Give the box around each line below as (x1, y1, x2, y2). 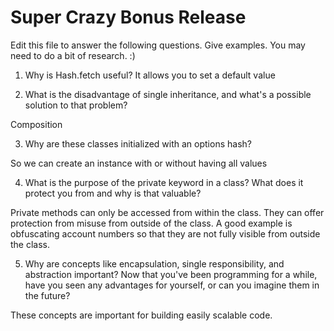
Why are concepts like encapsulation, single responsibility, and (24, 257, 285, 270)
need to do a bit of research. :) (10, 49, 136, 61)
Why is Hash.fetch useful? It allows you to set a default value (24, 69, 276, 81)
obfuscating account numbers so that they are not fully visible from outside (10, 227, 321, 240)
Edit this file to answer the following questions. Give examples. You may (10, 39, 306, 51)
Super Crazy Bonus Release (10, 6, 247, 29)
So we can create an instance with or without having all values (10, 157, 268, 169)
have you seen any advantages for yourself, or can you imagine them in (24, 279, 320, 291)
